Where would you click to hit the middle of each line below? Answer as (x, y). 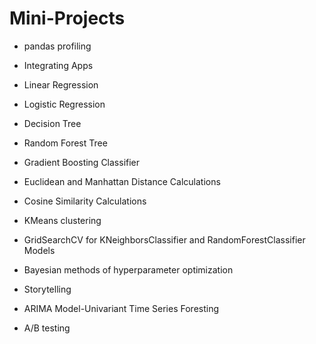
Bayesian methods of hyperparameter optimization (128, 269)
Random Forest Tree (65, 143)
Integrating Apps (58, 65)
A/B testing (47, 328)
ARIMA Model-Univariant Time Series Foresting (121, 308)
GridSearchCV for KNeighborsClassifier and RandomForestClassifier (164, 239)
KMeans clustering (62, 220)
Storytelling (47, 289)
